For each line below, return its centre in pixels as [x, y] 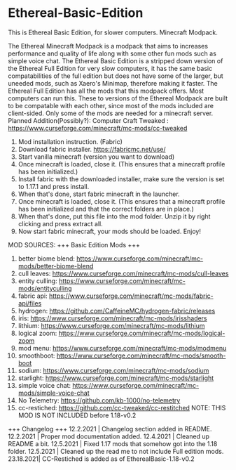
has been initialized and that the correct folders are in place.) [106, 209]
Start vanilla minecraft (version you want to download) [96, 157]
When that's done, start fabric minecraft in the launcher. [99, 194]
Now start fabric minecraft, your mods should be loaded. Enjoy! [110, 231]
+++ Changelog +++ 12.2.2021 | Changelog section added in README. [110, 429]
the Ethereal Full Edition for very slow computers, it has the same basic [110, 68]
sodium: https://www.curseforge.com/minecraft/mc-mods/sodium [113, 370]
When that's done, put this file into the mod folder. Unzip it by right [114, 216]
